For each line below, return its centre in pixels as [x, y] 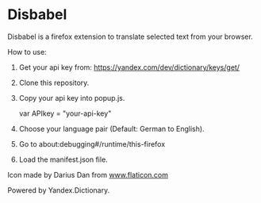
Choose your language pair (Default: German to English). [111, 128]
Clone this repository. [54, 82]
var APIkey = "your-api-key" [65, 113]
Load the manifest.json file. [63, 159]
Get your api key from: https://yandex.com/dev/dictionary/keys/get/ [129, 67]
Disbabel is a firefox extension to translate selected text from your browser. [130, 36]
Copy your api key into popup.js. [72, 98]
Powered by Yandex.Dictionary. [59, 190]
